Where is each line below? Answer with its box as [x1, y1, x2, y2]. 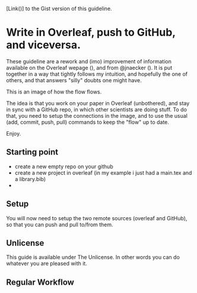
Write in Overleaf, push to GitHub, [6, 26, 176, 39]
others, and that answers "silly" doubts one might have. [6, 76, 142, 83]
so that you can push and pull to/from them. [6, 221, 114, 228]
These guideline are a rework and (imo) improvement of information [6, 57, 172, 65]
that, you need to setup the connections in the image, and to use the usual [6, 112, 188, 119]
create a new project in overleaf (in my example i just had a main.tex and [14, 169, 192, 176]
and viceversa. [6, 38, 81, 52]
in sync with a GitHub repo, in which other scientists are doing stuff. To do [6, 106, 187, 113]
